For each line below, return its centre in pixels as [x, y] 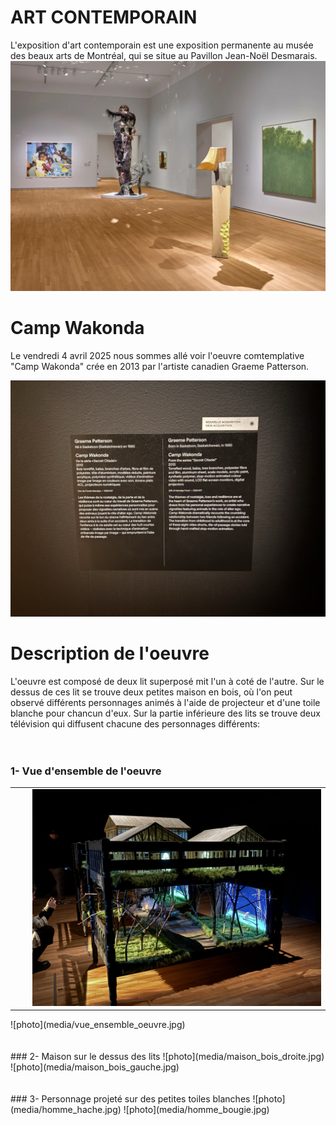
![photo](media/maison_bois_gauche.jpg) [95, 1067]
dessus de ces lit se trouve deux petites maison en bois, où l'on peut [151, 692]
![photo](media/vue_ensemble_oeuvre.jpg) [98, 1025]
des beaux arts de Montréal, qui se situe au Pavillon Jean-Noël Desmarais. [164, 55]
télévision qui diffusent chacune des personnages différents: [135, 723]
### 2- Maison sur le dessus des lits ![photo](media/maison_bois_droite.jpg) [167, 1057]
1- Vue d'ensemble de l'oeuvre [86, 771]
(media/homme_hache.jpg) [66, 1110]
